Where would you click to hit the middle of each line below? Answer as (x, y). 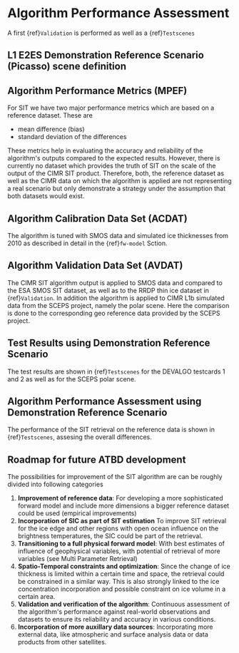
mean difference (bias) (51, 129)
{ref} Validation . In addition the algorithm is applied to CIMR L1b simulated (116, 298)
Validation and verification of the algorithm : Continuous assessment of (124, 605)
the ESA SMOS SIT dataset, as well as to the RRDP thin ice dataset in (108, 290)
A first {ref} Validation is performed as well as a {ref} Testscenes (101, 33)
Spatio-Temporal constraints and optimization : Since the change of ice (124, 566)
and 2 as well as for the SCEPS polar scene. (72, 379)
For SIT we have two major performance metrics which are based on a (111, 108)
